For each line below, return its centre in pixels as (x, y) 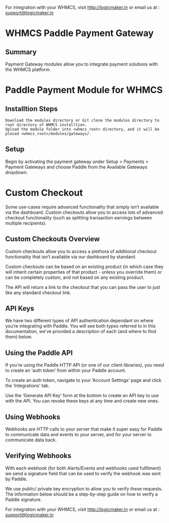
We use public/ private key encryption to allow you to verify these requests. (84, 488)
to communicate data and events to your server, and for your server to (78, 434)
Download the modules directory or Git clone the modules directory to (82, 120)
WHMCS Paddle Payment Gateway (79, 33)
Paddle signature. (24, 499)
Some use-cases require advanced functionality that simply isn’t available (82, 207)
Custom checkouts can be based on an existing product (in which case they (84, 267)
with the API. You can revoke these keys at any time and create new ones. (82, 401)
